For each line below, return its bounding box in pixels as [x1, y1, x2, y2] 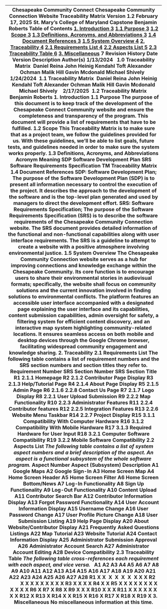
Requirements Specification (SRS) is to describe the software [9, 212, 158, 219]
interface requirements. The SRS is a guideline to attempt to [10, 237, 157, 244]
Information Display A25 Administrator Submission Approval [9, 536, 158, 543]
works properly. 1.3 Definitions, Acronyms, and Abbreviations [8, 150, 159, 157]
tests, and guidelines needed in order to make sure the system [7, 144, 160, 150]
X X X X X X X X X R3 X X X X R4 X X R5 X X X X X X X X [20, 580, 158, 587]
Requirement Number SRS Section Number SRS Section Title [9, 368, 158, 375]
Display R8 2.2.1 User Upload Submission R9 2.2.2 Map [16, 393, 151, 400]
